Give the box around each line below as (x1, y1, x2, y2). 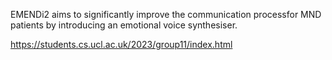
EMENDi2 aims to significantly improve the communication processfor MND (10, 9, 322, 20)
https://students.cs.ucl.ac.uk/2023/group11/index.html (10, 39, 233, 50)
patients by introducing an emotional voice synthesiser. (10, 19, 238, 31)
